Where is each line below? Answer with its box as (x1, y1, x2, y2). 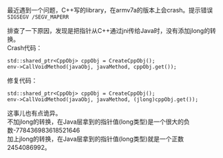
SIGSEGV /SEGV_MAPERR (7, 14, 70, 21)
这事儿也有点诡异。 (7, 109, 62, 117)
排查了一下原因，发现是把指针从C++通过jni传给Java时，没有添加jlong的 (7, 27, 211, 34)
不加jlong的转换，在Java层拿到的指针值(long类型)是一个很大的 (7, 117, 184, 126)
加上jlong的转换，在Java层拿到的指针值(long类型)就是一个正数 (7, 135, 184, 143)
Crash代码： (7, 44, 43, 52)
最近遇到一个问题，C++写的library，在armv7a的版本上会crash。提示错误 (7, 6, 213, 14)
